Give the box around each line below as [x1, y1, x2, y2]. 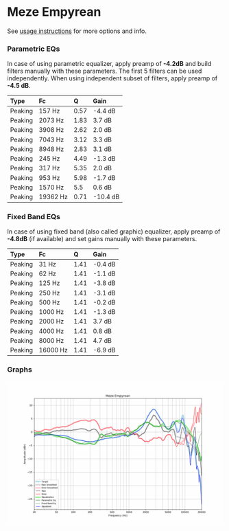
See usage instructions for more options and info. [7, 27, 147, 35]
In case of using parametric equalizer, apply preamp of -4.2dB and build [7, 60, 212, 68]
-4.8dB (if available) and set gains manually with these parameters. [7, 235, 197, 243]
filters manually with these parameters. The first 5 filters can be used [7, 67, 202, 76]
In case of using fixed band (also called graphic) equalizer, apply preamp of [7, 227, 221, 236]
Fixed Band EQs [7, 212, 60, 221]
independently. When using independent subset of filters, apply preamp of [7, 74, 218, 82]
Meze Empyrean [7, 4, 101, 20]
